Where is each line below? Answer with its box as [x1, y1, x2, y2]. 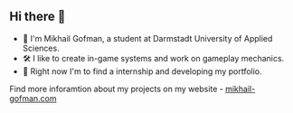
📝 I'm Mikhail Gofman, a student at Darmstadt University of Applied [22, 33, 273, 43]
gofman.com [9, 92, 57, 104]
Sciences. [22, 42, 61, 53]
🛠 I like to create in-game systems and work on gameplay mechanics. [22, 52, 285, 63]
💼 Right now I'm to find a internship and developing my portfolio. [22, 65, 262, 77]
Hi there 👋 [9, 9, 66, 24]
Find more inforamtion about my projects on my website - [9, 83, 224, 94]
